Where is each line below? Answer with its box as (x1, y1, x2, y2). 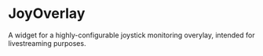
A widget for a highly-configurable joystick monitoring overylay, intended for (8, 30, 255, 40)
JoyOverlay (8, 5, 86, 23)
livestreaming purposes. (8, 38, 86, 47)
